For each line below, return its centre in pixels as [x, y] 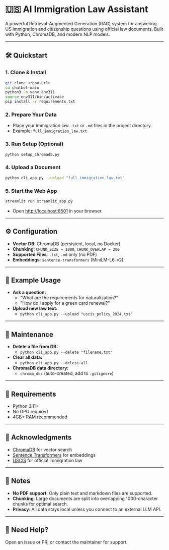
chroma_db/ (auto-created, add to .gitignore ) [67, 373]
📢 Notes [18, 481]
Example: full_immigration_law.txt [50, 131]
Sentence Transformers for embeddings [54, 455]
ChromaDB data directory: [40, 368]
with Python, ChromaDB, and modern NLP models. [58, 34]
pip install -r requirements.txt [40, 102]
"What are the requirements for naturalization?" [69, 298]
